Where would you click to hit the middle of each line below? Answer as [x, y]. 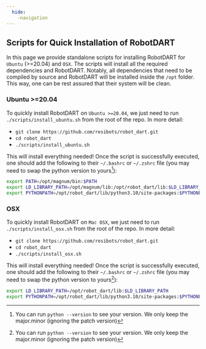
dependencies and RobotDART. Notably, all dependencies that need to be [99, 71]
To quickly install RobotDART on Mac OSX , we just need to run [83, 222]
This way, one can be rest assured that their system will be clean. [89, 84]
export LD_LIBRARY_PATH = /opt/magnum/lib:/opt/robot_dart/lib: [87, 187]
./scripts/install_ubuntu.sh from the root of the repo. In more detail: [95, 119]
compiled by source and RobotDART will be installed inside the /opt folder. [101, 77]
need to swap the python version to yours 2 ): [62, 279]
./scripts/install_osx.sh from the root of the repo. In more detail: [91, 229]
